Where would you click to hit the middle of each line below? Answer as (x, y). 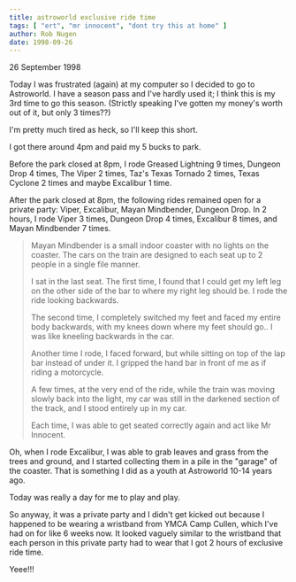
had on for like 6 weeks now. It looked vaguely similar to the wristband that (145, 533)
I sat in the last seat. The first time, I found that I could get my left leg (156, 282)
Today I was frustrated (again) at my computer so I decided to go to (132, 84)
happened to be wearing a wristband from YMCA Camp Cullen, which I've (144, 524)
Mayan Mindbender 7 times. (60, 229)
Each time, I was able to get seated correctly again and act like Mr (151, 425)
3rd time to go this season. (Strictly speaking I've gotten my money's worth (146, 104)
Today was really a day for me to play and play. (95, 498)
